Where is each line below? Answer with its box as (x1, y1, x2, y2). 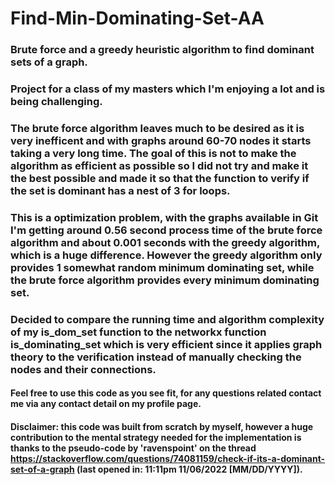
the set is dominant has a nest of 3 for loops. (10, 183, 231, 197)
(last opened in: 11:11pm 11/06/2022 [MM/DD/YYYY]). (76, 463, 303, 475)
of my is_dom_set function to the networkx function (10, 325, 267, 339)
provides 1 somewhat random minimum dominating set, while (10, 260, 315, 274)
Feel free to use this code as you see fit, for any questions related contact (10, 387, 322, 399)
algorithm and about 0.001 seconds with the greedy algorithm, (10, 235, 321, 249)
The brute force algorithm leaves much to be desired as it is (10, 121, 305, 135)
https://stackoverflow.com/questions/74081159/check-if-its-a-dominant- (10, 452, 326, 464)
